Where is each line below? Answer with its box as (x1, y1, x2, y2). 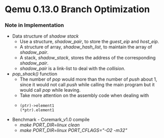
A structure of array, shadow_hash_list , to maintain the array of (19, 44, 152, 50)
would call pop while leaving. (19, 87, 81, 93)
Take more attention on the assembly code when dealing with (19, 92, 149, 98)
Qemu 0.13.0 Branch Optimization (5, 4, 150, 15)
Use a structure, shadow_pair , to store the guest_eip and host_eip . (19, 39, 159, 45)
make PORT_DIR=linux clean (19, 122, 80, 128)
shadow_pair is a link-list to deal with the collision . (19, 65, 125, 72)
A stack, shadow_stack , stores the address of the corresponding (19, 55, 156, 61)
